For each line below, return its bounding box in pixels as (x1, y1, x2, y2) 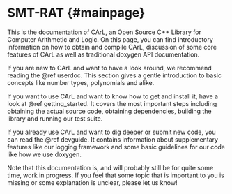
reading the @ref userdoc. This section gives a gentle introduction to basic (7, 71, 222, 80)
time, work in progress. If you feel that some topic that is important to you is (7, 171, 224, 179)
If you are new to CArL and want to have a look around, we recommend (7, 64, 212, 72)
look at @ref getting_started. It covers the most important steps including (7, 99, 217, 107)
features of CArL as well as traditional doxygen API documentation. (7, 50, 200, 59)
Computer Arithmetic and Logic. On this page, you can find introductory (7, 35, 214, 43)
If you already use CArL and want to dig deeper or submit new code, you (7, 128, 216, 136)
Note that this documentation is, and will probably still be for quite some (7, 163, 214, 172)
